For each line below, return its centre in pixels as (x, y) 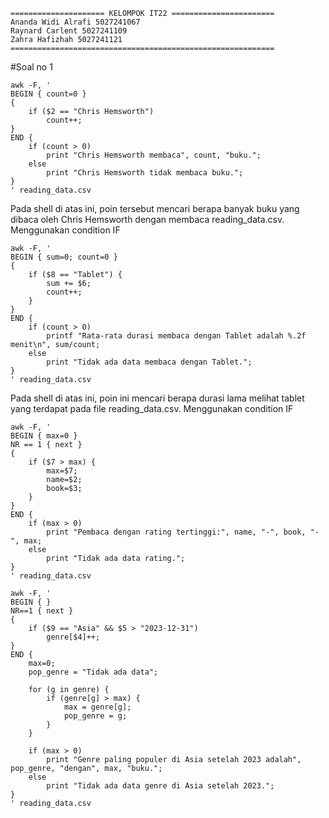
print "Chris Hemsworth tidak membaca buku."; (145, 173)
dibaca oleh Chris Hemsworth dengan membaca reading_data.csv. (147, 219)
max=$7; (62, 471)
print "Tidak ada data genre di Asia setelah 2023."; (160, 786)
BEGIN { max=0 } (44, 436)
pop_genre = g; (95, 716)
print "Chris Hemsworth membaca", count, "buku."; (154, 155)
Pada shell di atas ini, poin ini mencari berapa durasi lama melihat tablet (157, 398)
